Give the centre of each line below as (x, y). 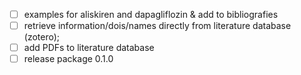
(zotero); (42, 37)
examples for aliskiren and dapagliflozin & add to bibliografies (151, 14)
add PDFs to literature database (89, 48)
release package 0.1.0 (68, 59)
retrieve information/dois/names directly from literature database (157, 26)
